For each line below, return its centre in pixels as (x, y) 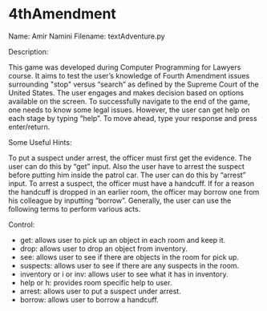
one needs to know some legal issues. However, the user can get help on (129, 110)
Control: (22, 224)
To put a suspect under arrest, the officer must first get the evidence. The (130, 158)
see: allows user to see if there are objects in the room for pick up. (129, 256)
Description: (28, 51)
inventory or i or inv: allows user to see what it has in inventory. (124, 274)
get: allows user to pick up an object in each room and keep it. (123, 240)
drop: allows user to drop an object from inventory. (104, 248)
